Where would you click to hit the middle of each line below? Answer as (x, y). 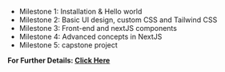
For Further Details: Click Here (59, 60)
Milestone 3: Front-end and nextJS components (98, 28)
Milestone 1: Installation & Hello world (80, 11)
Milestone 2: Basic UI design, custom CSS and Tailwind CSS (118, 20)
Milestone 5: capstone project (68, 45)
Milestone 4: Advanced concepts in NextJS (90, 36)
